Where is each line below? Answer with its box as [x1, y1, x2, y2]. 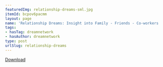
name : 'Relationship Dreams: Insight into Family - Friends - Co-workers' [5, 20, 161, 26]
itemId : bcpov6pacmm [5, 12, 47, 17]
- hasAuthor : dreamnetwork [5, 34, 60, 39]
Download [5, 56, 26, 62]
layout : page [5, 16, 32, 21]
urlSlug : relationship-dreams [5, 43, 67, 48]
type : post [5, 39, 27, 44]
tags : [5, 25, 16, 30]
